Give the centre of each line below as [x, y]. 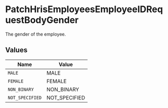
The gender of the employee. [36, 34]
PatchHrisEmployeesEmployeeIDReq [84, 9]
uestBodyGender [42, 20]
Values [16, 50]
